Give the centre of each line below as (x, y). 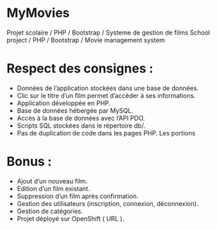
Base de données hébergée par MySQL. (75, 110)
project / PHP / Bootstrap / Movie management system (86, 40)
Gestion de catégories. (50, 211)
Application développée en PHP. (63, 103)
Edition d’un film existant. (53, 188)
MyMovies (38, 13)
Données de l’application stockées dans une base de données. (107, 88)
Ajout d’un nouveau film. (52, 181)
